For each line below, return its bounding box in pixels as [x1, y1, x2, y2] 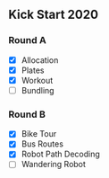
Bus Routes [21, 138, 64, 149]
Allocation [21, 54, 59, 66]
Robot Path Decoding [21, 148, 100, 160]
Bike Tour [21, 129, 57, 139]
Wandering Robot [21, 159, 87, 170]
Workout [21, 75, 54, 85]
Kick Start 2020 [8, 7, 99, 22]
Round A [8, 34, 46, 47]
